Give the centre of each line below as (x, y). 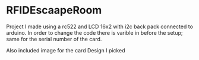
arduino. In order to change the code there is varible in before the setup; (94, 32)
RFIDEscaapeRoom (54, 10)
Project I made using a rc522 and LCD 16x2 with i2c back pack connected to (99, 26)
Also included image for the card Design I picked (66, 50)
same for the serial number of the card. (54, 39)
